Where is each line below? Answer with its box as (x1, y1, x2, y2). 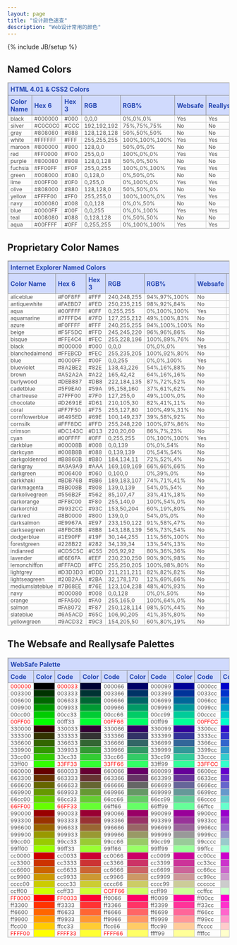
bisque (10, 336, 28, 343)
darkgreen (10, 470, 37, 477)
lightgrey (10, 569, 33, 576)
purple (10, 157, 27, 165)
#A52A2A (57, 371, 83, 378)
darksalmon (10, 519, 40, 526)
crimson (10, 428, 31, 435)
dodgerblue (10, 534, 40, 541)
